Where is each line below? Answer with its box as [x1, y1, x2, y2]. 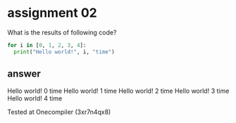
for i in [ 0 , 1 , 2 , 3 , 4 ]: [7, 41, 87, 48]
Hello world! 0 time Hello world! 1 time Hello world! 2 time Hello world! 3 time [7, 86, 230, 95]
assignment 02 [7, 5, 97, 21]
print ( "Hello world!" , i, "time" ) [13, 48, 115, 56]
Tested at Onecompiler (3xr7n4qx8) [7, 108, 111, 116]
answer [7, 68, 41, 80]
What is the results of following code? [7, 28, 117, 37]
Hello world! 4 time [7, 93, 63, 103]
